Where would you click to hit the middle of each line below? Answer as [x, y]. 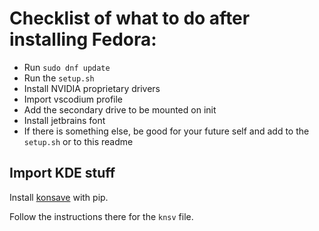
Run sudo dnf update [67, 67]
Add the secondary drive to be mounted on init [120, 109]
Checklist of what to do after [130, 18]
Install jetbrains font [64, 120]
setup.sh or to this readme [78, 141]
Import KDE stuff [62, 173]
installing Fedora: [83, 39]
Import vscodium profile [73, 99]
